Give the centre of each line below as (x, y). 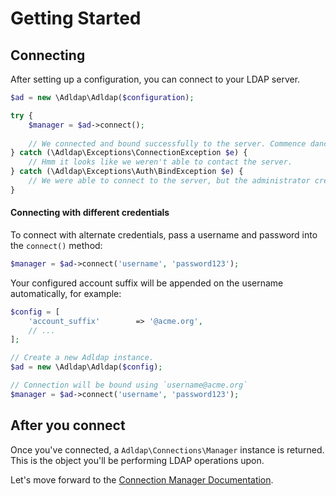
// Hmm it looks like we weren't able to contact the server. (160, 162)
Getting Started (76, 18)
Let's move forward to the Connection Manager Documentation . (142, 479)
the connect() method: (56, 245)
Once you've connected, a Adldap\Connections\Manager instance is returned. (167, 449)
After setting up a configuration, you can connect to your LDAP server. (155, 79)
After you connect (68, 425)
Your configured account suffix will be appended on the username (147, 283)
